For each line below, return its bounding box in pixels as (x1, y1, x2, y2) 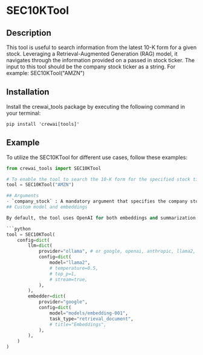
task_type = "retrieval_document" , (49, 316, 134, 322)
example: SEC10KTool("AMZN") (6, 70, 85, 76)
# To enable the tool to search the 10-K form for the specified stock (6, 176, 190, 182)
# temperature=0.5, (49, 265, 98, 271)
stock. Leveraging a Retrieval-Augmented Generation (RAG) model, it (6, 50, 178, 57)
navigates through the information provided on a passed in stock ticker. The (6, 57, 195, 64)
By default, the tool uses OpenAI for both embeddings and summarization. (6, 215, 199, 221)
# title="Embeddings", (49, 321, 107, 327)
